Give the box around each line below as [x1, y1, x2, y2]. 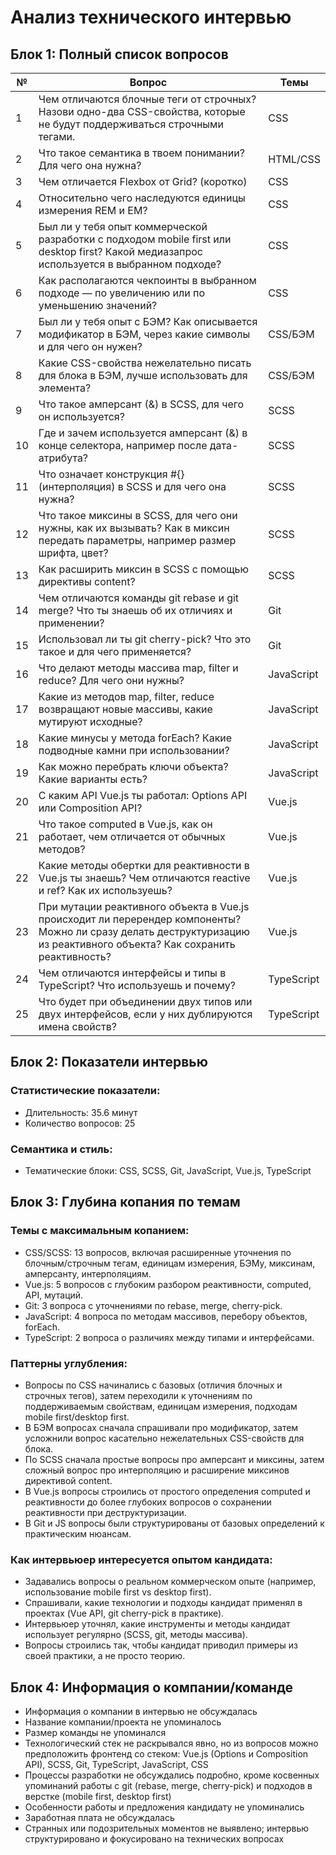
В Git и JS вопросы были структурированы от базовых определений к [24, 1517, 325, 1529]
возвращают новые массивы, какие [38, 702, 213, 716]
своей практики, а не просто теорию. [24, 1650, 186, 1662]
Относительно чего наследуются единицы [38, 191, 246, 205]
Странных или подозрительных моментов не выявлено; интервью [24, 1822, 310, 1835]
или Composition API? [38, 801, 143, 815]
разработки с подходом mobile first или [38, 232, 232, 246]
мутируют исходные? [38, 715, 143, 728]
